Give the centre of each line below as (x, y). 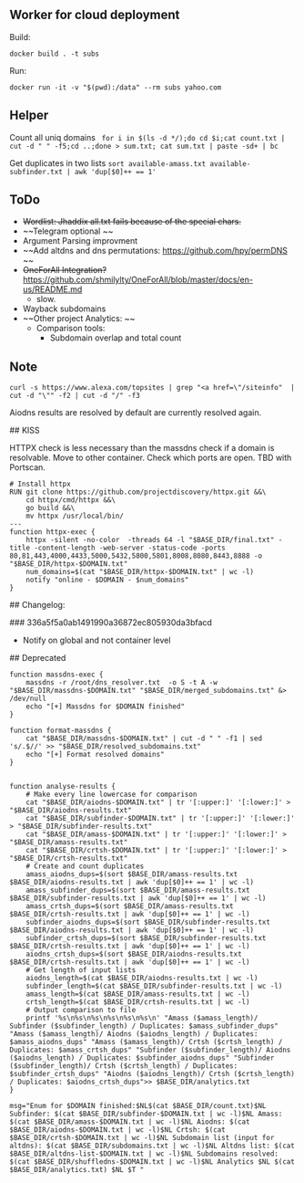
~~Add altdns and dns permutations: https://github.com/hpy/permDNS (155, 251)
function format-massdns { (61, 731)
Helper (29, 115)
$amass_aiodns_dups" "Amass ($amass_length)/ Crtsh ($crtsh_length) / (146, 1042)
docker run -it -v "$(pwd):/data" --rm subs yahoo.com (116, 87)
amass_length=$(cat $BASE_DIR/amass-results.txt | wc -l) (138, 994)
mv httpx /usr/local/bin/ (75, 516)
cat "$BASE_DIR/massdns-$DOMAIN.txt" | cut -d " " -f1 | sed (144, 738)
